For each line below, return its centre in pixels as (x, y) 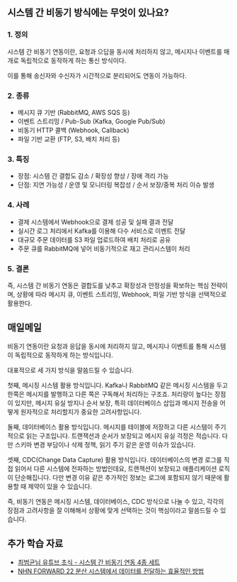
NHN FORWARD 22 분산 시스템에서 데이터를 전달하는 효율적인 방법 (111, 571)
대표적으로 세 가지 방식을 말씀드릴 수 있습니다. (71, 370)
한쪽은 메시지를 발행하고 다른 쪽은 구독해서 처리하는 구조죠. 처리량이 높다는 (110, 394)
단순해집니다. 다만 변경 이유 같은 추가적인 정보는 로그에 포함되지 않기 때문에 (118, 477)
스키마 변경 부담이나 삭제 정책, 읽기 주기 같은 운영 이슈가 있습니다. (105, 444)
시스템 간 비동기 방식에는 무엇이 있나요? (88, 13)
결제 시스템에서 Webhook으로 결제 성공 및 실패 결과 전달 (96, 221)
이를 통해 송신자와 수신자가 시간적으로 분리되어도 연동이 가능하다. (97, 75)
